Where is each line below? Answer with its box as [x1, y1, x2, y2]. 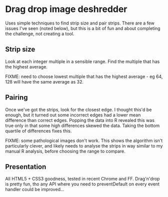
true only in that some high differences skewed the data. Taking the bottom [5, 122, 160, 128]
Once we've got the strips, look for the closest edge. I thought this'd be [5, 106, 152, 112]
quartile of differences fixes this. [5, 127, 72, 133]
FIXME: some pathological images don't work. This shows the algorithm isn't [5, 137, 163, 143]
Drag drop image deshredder [5, 3, 127, 15]
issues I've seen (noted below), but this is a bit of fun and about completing [5, 25, 161, 31]
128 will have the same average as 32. [5, 78, 84, 84]
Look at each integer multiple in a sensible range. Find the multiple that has [5, 58, 160, 64]
